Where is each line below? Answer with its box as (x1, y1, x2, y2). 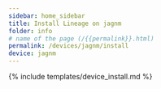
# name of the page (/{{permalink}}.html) (8, 34, 154, 43)
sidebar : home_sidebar (8, 11, 85, 20)
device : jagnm (8, 49, 57, 57)
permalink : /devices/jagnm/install (8, 42, 129, 50)
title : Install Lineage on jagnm (8, 19, 122, 28)
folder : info (8, 27, 53, 35)
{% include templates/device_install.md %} (8, 72, 153, 81)
